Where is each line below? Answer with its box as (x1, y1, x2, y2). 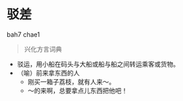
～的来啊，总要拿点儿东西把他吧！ (27, 86, 128, 95)
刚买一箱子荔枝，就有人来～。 (27, 77, 115, 85)
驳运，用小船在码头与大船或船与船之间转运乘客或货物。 (16, 59, 179, 68)
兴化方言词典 (23, 44, 62, 53)
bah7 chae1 (6, 30, 41, 39)
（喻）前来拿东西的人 (16, 69, 80, 77)
